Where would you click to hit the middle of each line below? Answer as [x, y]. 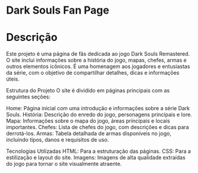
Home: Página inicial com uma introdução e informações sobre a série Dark [98, 108]
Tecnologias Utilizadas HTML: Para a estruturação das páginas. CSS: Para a [98, 151]
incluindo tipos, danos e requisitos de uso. [58, 140]
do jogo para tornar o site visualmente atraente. [64, 164]
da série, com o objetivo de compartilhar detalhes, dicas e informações [93, 73]
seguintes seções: [28, 97]
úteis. [13, 79]
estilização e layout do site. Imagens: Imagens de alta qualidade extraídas [96, 158]
